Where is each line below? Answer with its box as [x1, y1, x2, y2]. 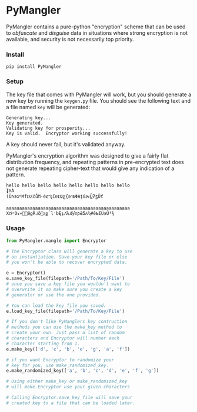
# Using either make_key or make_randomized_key [6, 378, 128, 384]
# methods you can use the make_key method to [6, 324, 122, 331]
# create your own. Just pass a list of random [6, 330, 125, 336]
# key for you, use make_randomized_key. [6, 362, 109, 368]
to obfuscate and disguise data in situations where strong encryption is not [6, 29, 188, 36]
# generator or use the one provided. [6, 292, 101, 298]
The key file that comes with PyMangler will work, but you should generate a [6, 91, 192, 98]
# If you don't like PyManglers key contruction [6, 319, 128, 325]
